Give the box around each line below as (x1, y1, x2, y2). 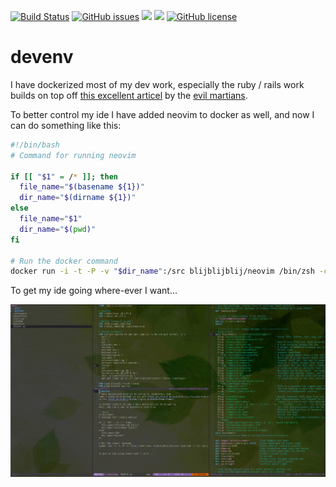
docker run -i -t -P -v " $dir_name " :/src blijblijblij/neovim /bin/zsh (10, 266, 315, 277)
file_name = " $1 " (19, 214, 83, 224)
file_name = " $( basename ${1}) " (19, 182, 145, 192)
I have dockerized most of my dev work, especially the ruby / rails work (10, 78, 305, 90)
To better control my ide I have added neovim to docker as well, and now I (10, 108, 315, 120)
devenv (10, 46, 74, 69)
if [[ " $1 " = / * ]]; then (10, 171, 118, 182)
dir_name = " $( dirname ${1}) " (19, 193, 137, 203)
